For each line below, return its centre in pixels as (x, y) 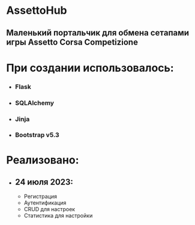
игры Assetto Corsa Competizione (72, 42)
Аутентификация (45, 203)
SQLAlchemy (34, 103)
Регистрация (40, 197)
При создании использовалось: (90, 68)
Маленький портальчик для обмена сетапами (98, 33)
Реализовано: (43, 160)
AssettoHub (37, 11)
